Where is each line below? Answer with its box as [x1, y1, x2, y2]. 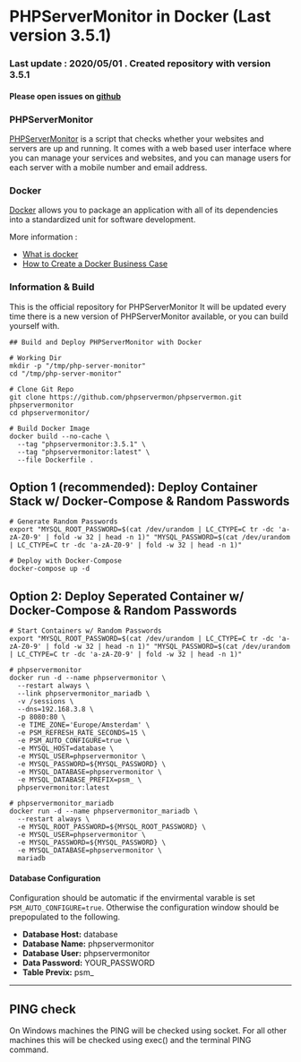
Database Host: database [21, 929, 118, 940]
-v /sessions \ [17, 697, 74, 706]
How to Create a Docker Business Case [21, 258, 168, 270]
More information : [9, 231, 78, 243]
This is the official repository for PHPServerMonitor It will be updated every [9, 301, 287, 312]
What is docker [21, 249, 79, 260]
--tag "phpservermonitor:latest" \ [17, 447, 150, 456]
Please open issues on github [9, 91, 122, 101]
